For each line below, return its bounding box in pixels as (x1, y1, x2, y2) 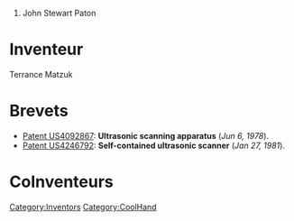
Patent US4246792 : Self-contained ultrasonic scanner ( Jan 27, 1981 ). (22, 140, 286, 151)
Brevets (9, 101, 69, 121)
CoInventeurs (9, 171, 115, 192)
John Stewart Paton (22, 8, 96, 18)
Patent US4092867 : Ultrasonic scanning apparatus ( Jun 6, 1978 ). (22, 130, 269, 141)
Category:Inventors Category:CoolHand (9, 201, 157, 212)
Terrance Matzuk (9, 69, 73, 79)
